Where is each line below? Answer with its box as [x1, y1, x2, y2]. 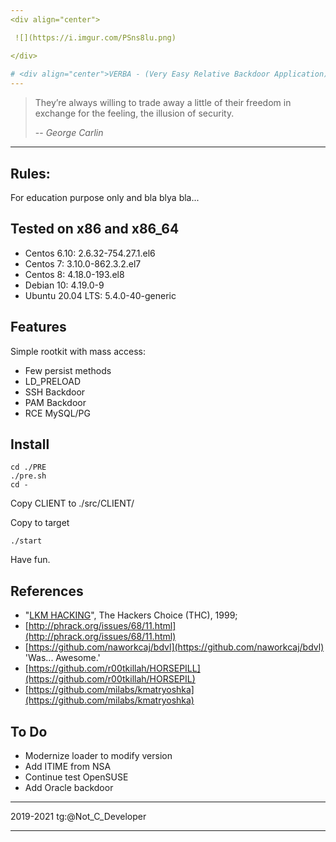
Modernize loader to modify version [24, 750, 173, 761]
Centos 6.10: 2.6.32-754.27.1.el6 [24, 247, 156, 259]
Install [10, 436, 50, 453]
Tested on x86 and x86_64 [10, 221, 180, 238]
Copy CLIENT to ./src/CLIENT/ [10, 497, 135, 510]
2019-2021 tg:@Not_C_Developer [10, 811, 147, 822]
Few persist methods [24, 364, 112, 376]
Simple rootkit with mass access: [10, 345, 147, 357]
